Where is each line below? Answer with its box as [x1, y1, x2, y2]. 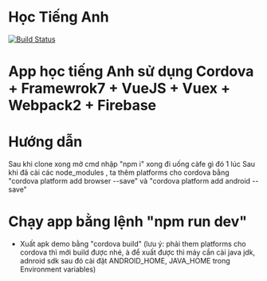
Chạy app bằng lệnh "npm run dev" [8, 212, 247, 231]
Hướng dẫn [8, 133, 83, 151]
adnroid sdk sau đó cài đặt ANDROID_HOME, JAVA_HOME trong [19, 256, 231, 265]
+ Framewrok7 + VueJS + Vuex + [8, 80, 231, 97]
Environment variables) [19, 264, 96, 274]
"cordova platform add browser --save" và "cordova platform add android [8, 176, 251, 186]
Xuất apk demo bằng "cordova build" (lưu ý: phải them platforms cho [19, 239, 246, 248]
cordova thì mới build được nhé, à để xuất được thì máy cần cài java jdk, [19, 247, 256, 257]
